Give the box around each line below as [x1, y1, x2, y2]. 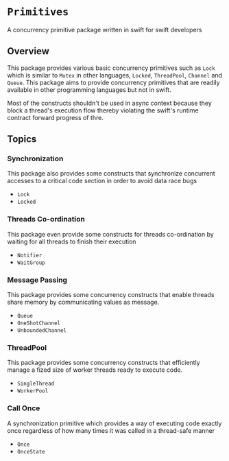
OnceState [16, 448, 46, 455]
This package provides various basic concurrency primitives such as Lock [7, 64, 215, 72]
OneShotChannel [16, 320, 61, 327]
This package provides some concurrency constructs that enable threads [7, 291, 215, 299]
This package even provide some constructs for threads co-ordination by [7, 230, 214, 238]
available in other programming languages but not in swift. [7, 85, 171, 94]
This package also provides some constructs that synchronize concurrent [7, 169, 216, 178]
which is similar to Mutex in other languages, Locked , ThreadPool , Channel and [7, 71, 223, 79]
